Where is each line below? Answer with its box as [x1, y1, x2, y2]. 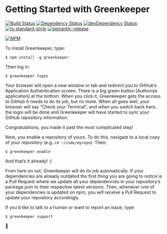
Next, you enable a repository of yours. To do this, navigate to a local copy [5, 134, 160, 140]
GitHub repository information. [5, 114, 69, 121]
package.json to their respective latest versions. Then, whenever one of [5, 184, 155, 190]
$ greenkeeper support [5, 214, 53, 219]
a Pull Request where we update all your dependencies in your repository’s [5, 178, 160, 185]
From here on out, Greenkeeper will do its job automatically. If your [5, 167, 144, 173]
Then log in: [5, 64, 30, 70]
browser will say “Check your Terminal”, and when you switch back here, [5, 103, 157, 109]
